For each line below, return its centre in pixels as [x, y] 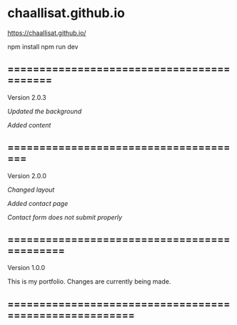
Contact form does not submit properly [65, 217]
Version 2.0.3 [27, 97]
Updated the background [45, 111]
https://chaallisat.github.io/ [47, 33]
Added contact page [38, 203]
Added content [29, 125]
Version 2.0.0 [27, 175]
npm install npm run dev [43, 46]
